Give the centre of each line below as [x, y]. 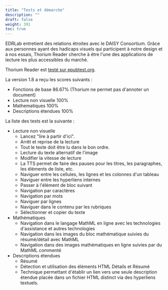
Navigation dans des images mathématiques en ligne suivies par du [91, 245]
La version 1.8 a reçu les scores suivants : [49, 80]
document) [24, 95]
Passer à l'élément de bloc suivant [56, 185]
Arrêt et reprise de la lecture [50, 142]
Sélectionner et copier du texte [53, 212]
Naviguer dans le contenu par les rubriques [66, 207]
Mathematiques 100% [35, 106]
